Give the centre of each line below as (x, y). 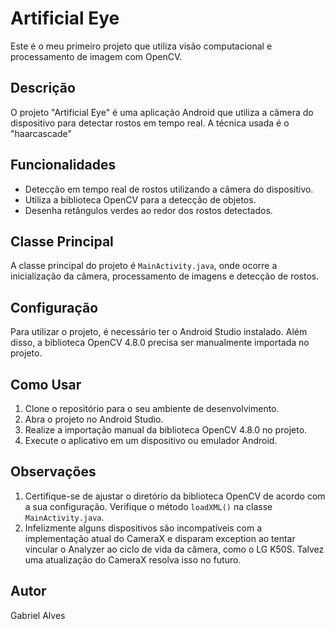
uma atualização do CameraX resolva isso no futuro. (133, 559)
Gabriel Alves (38, 615)
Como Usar (46, 384)
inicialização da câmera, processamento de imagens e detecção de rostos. (165, 276)
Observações (53, 472)
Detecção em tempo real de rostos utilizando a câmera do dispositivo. (169, 189)
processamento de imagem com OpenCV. (96, 56)
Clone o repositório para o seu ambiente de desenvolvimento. (152, 408)
